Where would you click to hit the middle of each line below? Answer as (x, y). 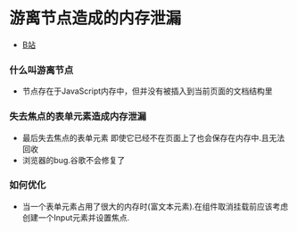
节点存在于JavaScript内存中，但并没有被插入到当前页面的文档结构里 (148, 91)
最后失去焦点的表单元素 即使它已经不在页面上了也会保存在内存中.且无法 (153, 137)
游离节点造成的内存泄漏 (95, 18)
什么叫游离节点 (41, 70)
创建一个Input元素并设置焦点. (76, 217)
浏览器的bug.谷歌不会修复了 (74, 160)
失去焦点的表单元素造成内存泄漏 (78, 117)
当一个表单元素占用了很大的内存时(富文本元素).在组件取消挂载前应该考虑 (155, 206)
